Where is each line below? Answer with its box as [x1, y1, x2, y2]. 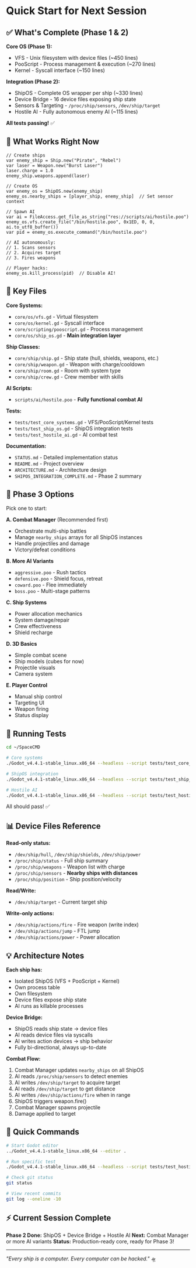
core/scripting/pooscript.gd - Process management [14, 325, 143, 332]
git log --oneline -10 [6, 1196, 61, 1202]
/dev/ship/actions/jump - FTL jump [14, 928, 100, 935]
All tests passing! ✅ [6, 120, 55, 127]
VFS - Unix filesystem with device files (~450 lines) [14, 54, 138, 61]
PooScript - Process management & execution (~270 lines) [14, 60, 156, 67]
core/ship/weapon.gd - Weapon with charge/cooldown [14, 360, 145, 367]
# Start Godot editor [6, 1143, 59, 1148]
